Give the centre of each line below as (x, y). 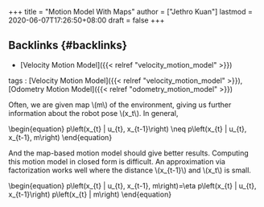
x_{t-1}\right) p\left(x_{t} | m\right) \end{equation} (90, 194)
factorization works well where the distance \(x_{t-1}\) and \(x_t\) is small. (130, 170)
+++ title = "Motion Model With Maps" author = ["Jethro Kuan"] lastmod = (131, 12)
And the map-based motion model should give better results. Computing (128, 153)
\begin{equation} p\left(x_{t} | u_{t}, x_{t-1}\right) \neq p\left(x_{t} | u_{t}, (128, 129)
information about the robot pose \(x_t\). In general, (93, 113)
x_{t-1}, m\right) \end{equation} (60, 137)
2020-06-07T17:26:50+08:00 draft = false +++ (87, 20)
